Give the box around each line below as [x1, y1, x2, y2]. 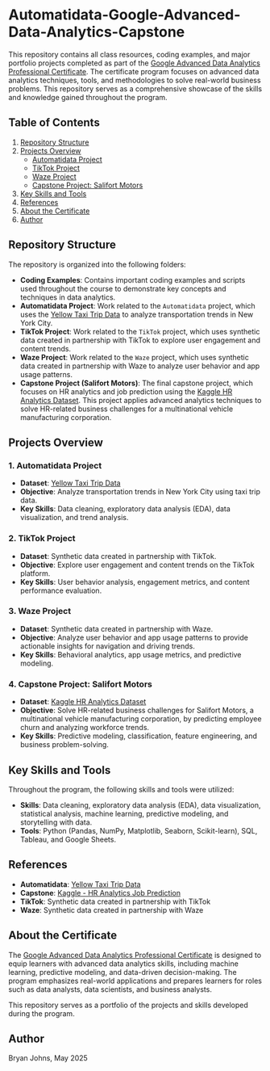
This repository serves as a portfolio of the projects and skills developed [8, 1000, 248, 1010]
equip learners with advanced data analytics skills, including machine [8, 959, 239, 968]
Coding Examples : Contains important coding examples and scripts [19, 275, 246, 284]
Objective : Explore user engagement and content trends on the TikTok [19, 560, 255, 569]
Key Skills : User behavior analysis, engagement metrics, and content [19, 577, 250, 586]
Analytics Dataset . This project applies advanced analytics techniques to [19, 395, 262, 405]
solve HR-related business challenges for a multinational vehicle [19, 404, 234, 414]
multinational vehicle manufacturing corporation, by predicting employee [19, 714, 262, 724]
